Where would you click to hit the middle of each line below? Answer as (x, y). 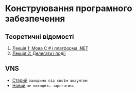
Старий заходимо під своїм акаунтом (50, 80)
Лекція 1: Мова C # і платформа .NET (50, 48)
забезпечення (35, 19)
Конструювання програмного (69, 8)
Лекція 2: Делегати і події (39, 53)
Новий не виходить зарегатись (43, 85)
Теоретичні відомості (40, 37)
